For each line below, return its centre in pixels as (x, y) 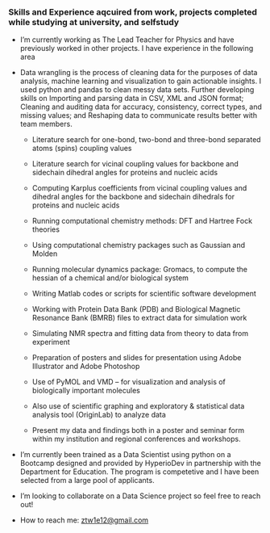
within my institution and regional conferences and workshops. (136, 439)
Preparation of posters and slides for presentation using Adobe (137, 358)
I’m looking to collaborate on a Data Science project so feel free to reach (140, 496)
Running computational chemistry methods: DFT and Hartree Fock (142, 221)
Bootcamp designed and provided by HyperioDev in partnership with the (141, 464)
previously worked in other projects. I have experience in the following (137, 48)
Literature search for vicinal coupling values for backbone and (135, 164)
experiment (51, 342)
